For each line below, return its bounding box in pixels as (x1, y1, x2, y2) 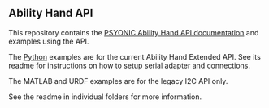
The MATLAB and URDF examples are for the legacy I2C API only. (8, 76, 228, 85)
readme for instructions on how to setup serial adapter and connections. (8, 60, 250, 70)
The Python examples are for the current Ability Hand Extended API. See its (8, 52, 262, 61)
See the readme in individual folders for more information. (8, 92, 202, 102)
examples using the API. (8, 36, 89, 46)
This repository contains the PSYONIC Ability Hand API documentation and (8, 27, 259, 37)
